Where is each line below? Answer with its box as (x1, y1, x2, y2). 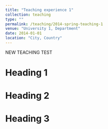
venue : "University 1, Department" (5, 26, 81, 31)
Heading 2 (5, 90, 50, 101)
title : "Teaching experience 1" (5, 7, 74, 13)
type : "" (5, 17, 24, 22)
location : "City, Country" (5, 36, 62, 41)
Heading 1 (5, 67, 48, 79)
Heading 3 (5, 113, 50, 124)
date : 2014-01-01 (5, 31, 42, 36)
